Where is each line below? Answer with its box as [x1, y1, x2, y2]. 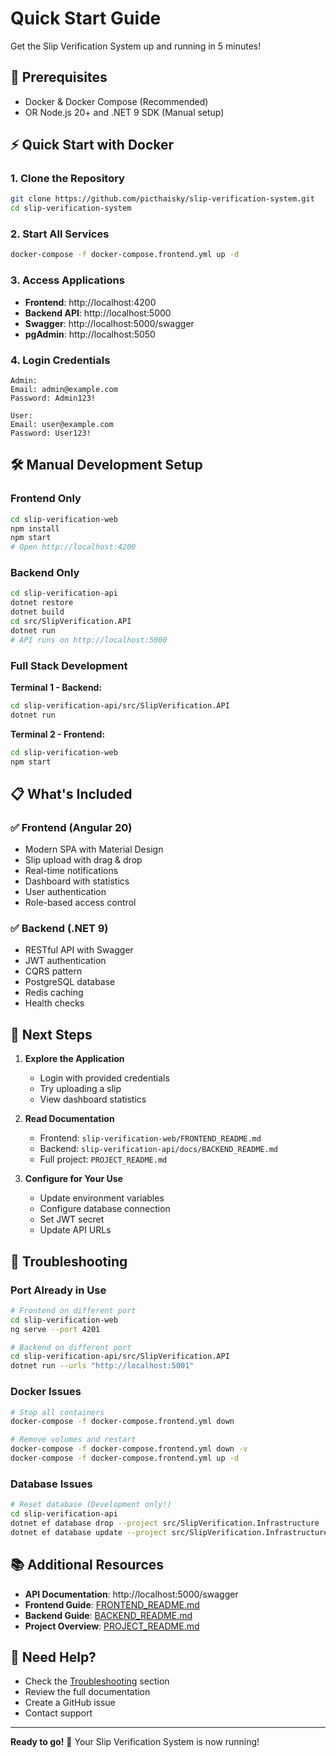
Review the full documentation [24, 1686, 151, 1698]
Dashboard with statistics [24, 875, 130, 887]
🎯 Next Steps [10, 1026, 93, 1043]
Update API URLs [39, 1224, 112, 1236]
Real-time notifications [24, 865, 119, 877]
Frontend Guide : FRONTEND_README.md [24, 1598, 200, 1611]
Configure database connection [39, 1203, 171, 1215]
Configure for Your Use [24, 1173, 123, 1185]
